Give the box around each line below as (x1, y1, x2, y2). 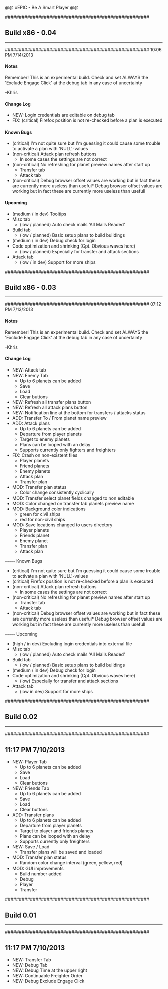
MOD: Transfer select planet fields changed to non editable (12, 494, 134, 501)
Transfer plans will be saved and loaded (19, 849, 102, 855)
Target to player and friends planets (19, 828, 94, 834)
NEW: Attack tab (12, 366, 46, 373)
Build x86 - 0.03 (5, 283, 56, 292)
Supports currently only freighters (19, 838, 90, 845)
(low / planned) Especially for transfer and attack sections (19, 248, 139, 254)
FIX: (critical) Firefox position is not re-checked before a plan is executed (12, 117, 163, 123)
